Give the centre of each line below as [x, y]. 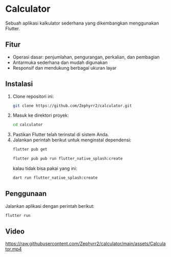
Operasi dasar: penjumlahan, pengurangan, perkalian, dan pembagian [86, 57]
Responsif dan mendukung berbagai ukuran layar [65, 68]
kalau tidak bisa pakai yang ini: [45, 168]
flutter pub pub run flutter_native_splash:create [68, 159]
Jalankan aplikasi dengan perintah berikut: [50, 206]
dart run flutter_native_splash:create [55, 178]
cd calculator [28, 125]
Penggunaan [26, 194]
